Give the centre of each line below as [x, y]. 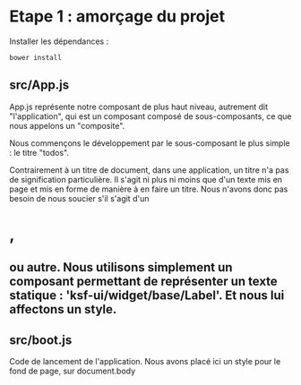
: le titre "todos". [39, 152]
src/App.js [39, 86]
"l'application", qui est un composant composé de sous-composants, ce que [151, 116]
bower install [36, 57]
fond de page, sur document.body [73, 371]
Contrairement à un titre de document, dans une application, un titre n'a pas [149, 170]
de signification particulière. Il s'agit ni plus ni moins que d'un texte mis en [146, 179]
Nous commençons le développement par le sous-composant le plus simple [150, 143]
